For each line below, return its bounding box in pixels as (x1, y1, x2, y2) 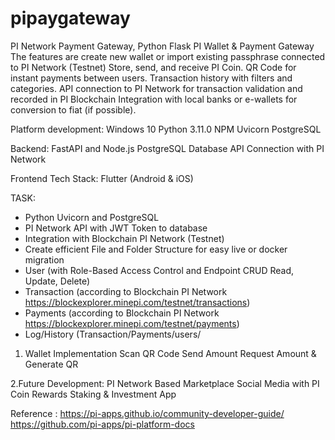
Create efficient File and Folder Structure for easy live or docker (24, 243, 288, 255)
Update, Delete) (24, 275, 91, 287)
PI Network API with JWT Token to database (24, 222, 208, 234)
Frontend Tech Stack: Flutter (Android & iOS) (10, 172, 194, 184)
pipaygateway (10, 7, 131, 30)
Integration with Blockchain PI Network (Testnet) (24, 232, 225, 244)
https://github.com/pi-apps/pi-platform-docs (10, 418, 195, 430)
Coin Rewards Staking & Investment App (10, 388, 177, 400)
